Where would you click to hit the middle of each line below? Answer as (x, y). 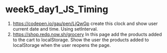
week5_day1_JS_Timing (57, 9)
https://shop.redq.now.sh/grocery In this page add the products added (87, 34)
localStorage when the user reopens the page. (62, 45)
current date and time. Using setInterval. (55, 29)
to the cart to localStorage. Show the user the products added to (81, 40)
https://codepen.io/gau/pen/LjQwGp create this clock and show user (85, 23)
